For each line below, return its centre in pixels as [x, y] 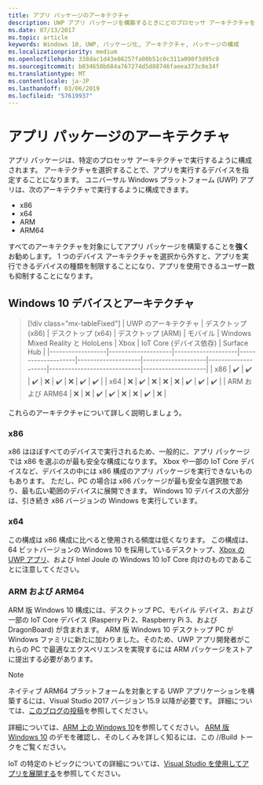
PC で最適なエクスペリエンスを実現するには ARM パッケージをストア [142, 649]
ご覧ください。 [46, 747]
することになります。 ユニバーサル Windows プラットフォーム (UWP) [126, 180]
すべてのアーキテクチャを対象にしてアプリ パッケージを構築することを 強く [129, 246]
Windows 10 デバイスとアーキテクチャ [101, 303]
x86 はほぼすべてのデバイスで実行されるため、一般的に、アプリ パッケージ [129, 451]
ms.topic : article [38, 37]
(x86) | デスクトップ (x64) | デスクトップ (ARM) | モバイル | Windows [139, 333]
